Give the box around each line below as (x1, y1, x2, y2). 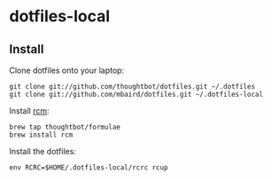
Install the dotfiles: (9, 146, 77, 156)
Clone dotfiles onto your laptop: (9, 65, 125, 75)
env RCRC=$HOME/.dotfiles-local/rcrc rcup (9, 163, 168, 172)
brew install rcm (9, 130, 74, 139)
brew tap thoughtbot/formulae (9, 122, 121, 131)
